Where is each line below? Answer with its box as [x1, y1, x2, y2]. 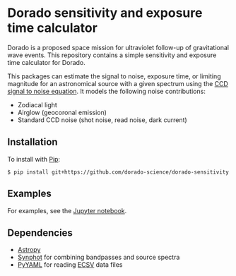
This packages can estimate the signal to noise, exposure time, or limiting [7, 72, 221, 80]
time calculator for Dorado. [7, 58, 86, 66]
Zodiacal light [17, 100, 58, 109]
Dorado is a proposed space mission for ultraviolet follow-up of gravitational [7, 43, 230, 52]
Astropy [17, 246, 41, 254]
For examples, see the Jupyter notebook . [7, 206, 127, 215]
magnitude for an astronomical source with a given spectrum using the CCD [7, 79, 228, 88]
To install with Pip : [7, 155, 61, 163]
